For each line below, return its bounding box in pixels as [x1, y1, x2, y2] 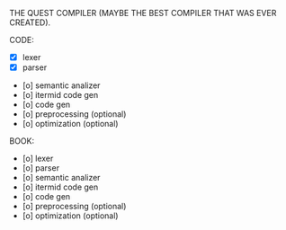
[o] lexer [22, 153, 54, 164]
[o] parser [22, 163, 60, 173]
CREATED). [9, 17, 51, 28]
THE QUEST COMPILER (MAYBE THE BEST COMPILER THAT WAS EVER [9, 8, 277, 18]
